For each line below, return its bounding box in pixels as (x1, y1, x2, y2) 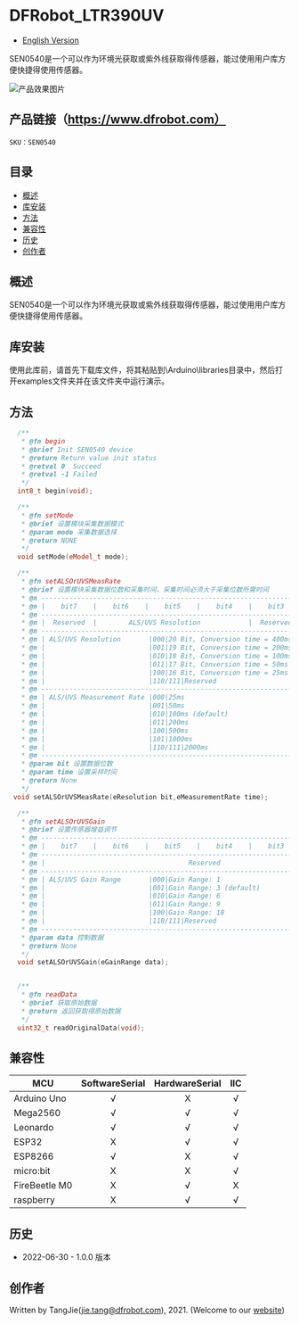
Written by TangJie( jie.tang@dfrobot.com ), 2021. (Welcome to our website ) (9, 1304, 285, 1315)
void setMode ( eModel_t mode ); (17, 552, 129, 562)
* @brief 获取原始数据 (20, 998, 98, 1007)
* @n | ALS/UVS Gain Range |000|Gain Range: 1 (20, 875, 221, 884)
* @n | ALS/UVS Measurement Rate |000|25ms (20, 693, 185, 702)
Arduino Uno (13, 1092, 67, 1105)
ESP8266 (13, 1150, 54, 1163)
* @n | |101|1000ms (20, 734, 193, 743)
